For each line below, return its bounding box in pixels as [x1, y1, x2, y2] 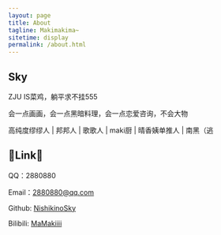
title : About [8, 19, 51, 27]
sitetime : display [8, 33, 69, 42]
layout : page [8, 11, 51, 20]
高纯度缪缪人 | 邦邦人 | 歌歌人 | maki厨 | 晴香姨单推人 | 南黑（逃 [8, 125, 214, 135]
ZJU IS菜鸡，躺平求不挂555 [8, 91, 98, 101]
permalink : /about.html [8, 41, 87, 49]
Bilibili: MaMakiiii [8, 218, 62, 228]
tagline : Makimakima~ [8, 26, 80, 34]
